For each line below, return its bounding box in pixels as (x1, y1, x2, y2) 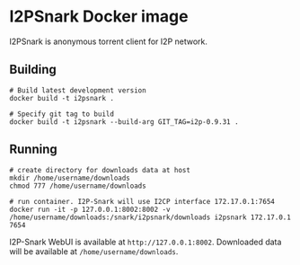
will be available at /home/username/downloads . (9, 245, 179, 257)
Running (9, 142, 58, 157)
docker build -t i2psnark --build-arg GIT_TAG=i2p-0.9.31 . (9, 117, 240, 127)
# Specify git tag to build (9, 110, 115, 119)
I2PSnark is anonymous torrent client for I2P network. (9, 36, 208, 47)
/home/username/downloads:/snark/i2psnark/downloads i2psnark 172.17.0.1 (9, 213, 292, 222)
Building (9, 62, 57, 77)
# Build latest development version (9, 85, 146, 95)
